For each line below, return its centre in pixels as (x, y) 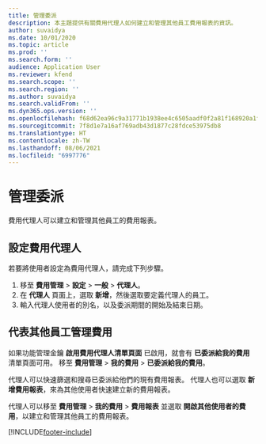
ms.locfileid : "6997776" (49, 155)
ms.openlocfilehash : (42, 119)
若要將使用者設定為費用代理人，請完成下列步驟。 (88, 268)
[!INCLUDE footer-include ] (50, 431)
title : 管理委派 (32, 15)
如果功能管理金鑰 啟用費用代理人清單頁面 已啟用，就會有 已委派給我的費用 (129, 352)
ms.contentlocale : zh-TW (49, 140)
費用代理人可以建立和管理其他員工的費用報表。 (84, 220)
